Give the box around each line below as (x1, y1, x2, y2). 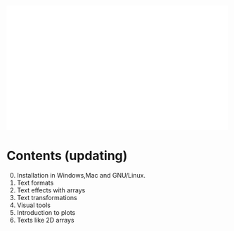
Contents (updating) (6, 148, 128, 164)
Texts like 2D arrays (16, 216, 74, 225)
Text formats (16, 178, 54, 187)
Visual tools (16, 201, 51, 209)
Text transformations (16, 194, 78, 202)
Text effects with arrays (16, 186, 86, 194)
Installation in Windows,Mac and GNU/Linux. (16, 171, 145, 180)
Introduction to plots (16, 209, 76, 217)
